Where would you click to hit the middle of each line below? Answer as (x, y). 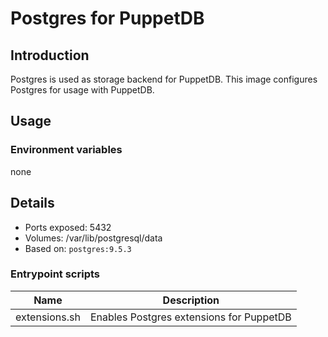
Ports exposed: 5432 (68, 227)
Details (32, 203)
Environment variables (66, 150)
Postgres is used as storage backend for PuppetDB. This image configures (164, 79)
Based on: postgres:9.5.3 (78, 248)
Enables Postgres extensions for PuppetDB (190, 317)
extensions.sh (48, 317)
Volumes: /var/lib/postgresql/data (93, 238)
